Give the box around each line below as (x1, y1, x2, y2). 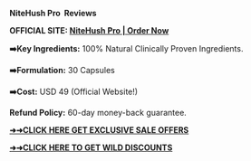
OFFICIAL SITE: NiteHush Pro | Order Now (9, 25, 169, 35)
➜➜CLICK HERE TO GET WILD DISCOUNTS (9, 142, 173, 153)
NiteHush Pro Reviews (9, 8, 97, 18)
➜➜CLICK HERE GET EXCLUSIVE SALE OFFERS (9, 125, 189, 135)
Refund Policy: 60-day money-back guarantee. (9, 108, 188, 118)
